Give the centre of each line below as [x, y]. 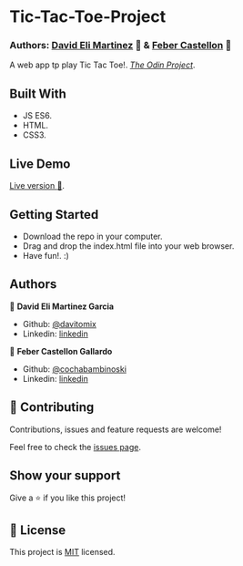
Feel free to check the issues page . [75, 447]
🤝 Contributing [52, 407]
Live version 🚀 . [37, 186]
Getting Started [54, 215]
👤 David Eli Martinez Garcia [62, 306]
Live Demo [40, 164]
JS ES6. [37, 116]
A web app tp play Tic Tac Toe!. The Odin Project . [102, 65]
